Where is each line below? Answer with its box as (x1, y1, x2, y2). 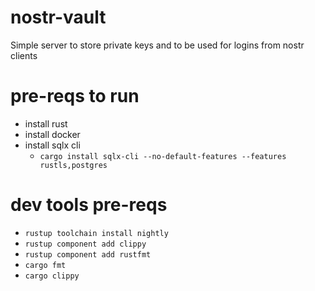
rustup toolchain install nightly (24, 228, 169, 238)
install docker (24, 128, 81, 140)
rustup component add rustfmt (24, 249, 152, 260)
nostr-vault (10, 6, 107, 29)
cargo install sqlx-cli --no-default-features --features (39, 151, 287, 161)
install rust (24, 117, 68, 130)
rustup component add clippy (24, 239, 147, 249)
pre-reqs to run (10, 85, 140, 108)
